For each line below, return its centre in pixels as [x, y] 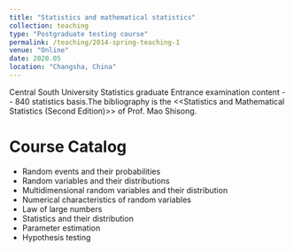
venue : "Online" [39, 51]
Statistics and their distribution [78, 218]
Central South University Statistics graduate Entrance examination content [145, 92]
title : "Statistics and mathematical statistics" [103, 17]
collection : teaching [49, 26]
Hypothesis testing [56, 237]
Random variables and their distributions [96, 180]
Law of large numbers [62, 208]
